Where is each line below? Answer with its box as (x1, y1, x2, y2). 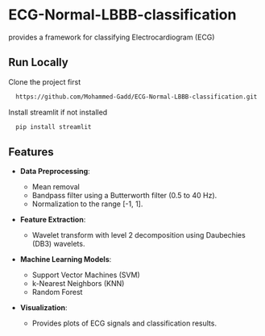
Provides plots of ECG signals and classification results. (31, 318, 217, 328)
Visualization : (19, 303, 68, 313)
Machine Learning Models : (19, 255, 112, 264)
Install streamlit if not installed (8, 107, 108, 117)
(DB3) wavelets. (31, 239, 85, 249)
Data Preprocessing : (19, 167, 90, 176)
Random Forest (31, 288, 83, 297)
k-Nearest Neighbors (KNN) (31, 279, 125, 288)
